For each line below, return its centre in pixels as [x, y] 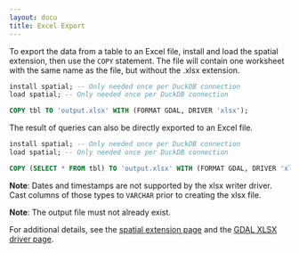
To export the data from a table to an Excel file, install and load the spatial [144, 51]
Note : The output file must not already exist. [90, 212]
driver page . [32, 239]
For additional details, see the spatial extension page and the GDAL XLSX [143, 229]
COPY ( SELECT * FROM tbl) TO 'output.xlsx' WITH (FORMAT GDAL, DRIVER [143, 168]
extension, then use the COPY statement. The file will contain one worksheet [147, 61]
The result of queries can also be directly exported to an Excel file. [131, 128]
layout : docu [33, 17]
